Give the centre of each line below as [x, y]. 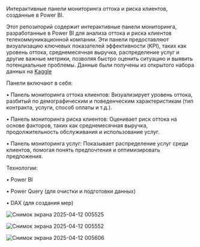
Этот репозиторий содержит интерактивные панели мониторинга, [92, 27]
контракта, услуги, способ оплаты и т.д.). [59, 107]
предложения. [25, 156]
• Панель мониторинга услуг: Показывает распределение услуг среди [97, 143]
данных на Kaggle [29, 71]
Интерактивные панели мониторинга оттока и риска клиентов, [87, 9]
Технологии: [22, 168]
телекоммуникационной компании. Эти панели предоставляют [88, 39]
